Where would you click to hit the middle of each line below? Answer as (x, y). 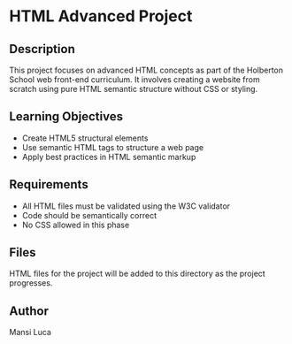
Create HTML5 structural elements (85, 138)
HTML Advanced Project (101, 16)
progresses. (31, 283)
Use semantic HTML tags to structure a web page (113, 147)
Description (42, 49)
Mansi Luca (30, 333)
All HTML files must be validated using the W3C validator (126, 206)
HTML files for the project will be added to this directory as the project (137, 274)
